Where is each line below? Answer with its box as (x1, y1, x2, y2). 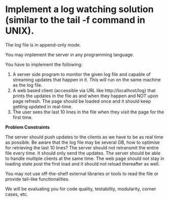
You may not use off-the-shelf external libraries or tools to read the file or (5, 171, 159, 177)
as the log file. (12, 82, 43, 88)
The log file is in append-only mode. (5, 42, 81, 48)
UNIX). (5, 25, 35, 36)
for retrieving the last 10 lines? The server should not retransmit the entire (5, 144, 159, 150)
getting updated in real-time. (12, 103, 73, 109)
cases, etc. (5, 191, 28, 197)
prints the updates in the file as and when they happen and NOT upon (12, 93, 159, 99)
